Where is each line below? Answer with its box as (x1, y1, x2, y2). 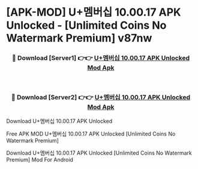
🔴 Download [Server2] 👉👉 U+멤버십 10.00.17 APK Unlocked (11, 93, 191, 102)
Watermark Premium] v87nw (6, 31, 152, 45)
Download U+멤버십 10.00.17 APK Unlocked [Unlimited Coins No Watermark (6, 149, 192, 156)
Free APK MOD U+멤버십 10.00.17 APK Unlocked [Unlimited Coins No (6, 130, 176, 137)
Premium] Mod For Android (6, 156, 74, 163)
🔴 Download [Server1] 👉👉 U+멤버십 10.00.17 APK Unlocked (11, 54, 190, 62)
